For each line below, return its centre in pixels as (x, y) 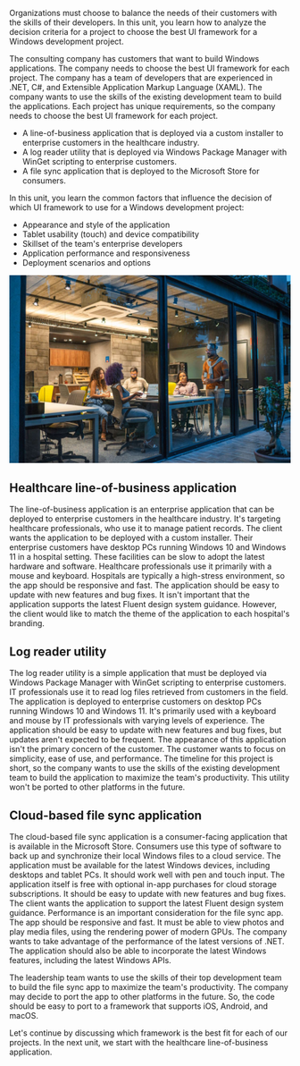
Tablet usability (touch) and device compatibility (110, 234)
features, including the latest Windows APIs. (90, 960)
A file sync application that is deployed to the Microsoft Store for (141, 171)
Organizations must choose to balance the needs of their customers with (143, 13)
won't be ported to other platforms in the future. (97, 787)
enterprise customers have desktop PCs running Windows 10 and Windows (148, 547)
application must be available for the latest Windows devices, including (140, 866)
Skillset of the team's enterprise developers (102, 244)
